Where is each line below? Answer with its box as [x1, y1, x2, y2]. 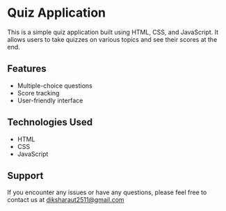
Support [7, 169, 44, 182]
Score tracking [17, 88, 60, 97]
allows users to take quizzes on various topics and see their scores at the [7, 35, 218, 43]
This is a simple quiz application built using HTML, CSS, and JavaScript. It [7, 28, 219, 36]
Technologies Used [7, 116, 92, 128]
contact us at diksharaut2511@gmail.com [7, 196, 124, 204]
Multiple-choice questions [17, 81, 92, 90]
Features [7, 63, 47, 75]
